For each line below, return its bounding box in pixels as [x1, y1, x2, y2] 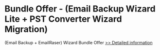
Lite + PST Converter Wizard [4, 13, 122, 25]
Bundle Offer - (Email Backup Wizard [4, 3, 156, 14]
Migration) [4, 24, 48, 35]
